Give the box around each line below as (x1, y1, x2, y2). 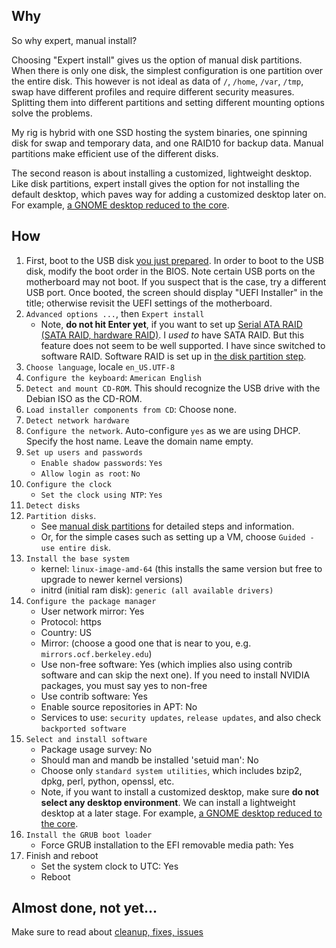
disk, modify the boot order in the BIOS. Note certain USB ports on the (25, 265, 316, 277)
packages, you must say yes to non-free (40, 679, 208, 691)
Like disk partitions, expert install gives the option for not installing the (11, 177, 300, 189)
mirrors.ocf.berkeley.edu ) (40, 647, 153, 659)
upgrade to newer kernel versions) (40, 573, 184, 585)
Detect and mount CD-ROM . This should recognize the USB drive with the (25, 382, 321, 394)
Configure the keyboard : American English (25, 371, 202, 383)
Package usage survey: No (40, 743, 153, 755)
